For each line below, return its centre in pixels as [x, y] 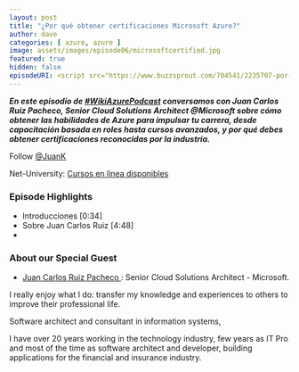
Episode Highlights [51, 196]
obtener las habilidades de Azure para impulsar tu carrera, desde [133, 120]
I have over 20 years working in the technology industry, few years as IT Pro [149, 339]
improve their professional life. [65, 304]
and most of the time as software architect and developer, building [131, 348]
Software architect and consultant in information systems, [115, 321]
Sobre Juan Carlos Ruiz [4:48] [78, 226]
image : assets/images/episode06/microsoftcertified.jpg [115, 51]
